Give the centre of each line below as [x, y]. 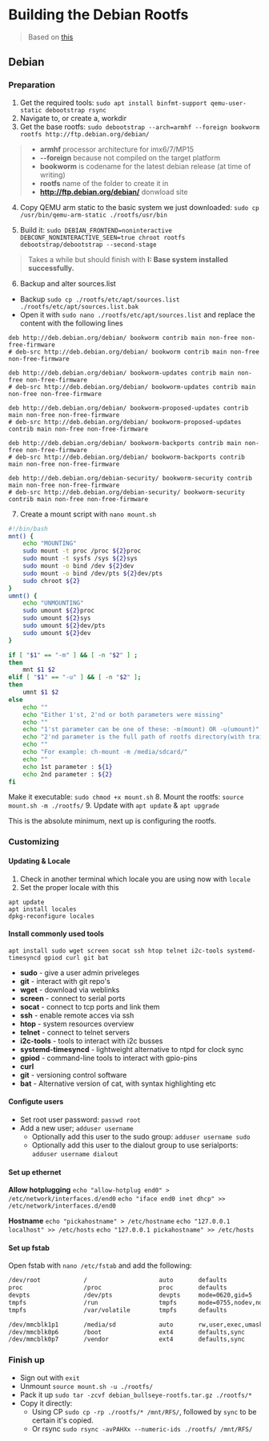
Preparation [32, 85]
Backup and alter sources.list [68, 283]
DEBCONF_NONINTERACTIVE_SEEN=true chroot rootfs [102, 237]
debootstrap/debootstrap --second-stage [88, 245]
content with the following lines [71, 323]
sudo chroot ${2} [52, 581]
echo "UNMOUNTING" [53, 603]
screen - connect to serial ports [72, 998]
